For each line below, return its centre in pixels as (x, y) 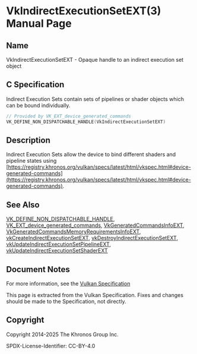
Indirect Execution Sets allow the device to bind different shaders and (91, 154)
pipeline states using (31, 161)
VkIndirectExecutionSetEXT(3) (84, 11)
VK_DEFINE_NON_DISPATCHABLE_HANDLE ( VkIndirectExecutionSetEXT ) (86, 122)
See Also (23, 205)
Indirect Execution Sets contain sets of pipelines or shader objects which (95, 99)
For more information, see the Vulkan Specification (68, 284)
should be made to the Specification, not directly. (66, 301)
